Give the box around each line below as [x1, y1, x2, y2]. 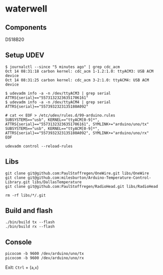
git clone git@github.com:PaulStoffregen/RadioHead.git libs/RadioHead [5, 184, 158, 189]
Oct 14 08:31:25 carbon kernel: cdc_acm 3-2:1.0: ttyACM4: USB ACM [5, 78, 149, 83]
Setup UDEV [5, 51, 45, 59]
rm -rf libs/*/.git [5, 192, 46, 198]
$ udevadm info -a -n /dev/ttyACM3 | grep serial [5, 91, 111, 96]
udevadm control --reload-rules [5, 144, 73, 149]
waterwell [5, 3, 48, 15]
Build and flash [5, 207, 53, 215]
